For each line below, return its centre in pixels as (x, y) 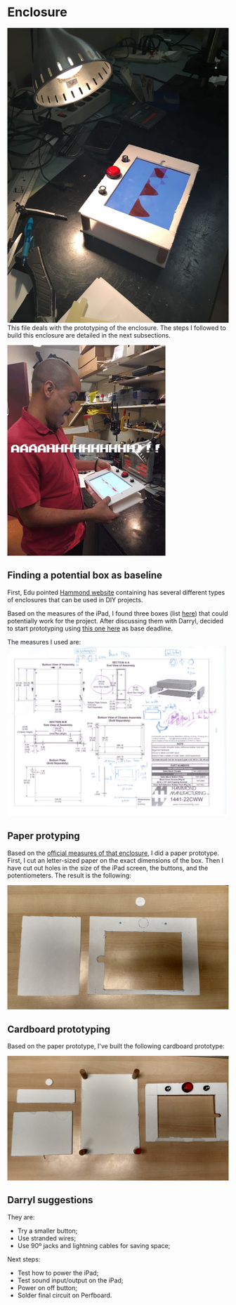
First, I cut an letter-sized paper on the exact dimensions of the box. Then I (115, 860)
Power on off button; (47, 1287)
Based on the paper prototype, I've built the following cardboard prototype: (116, 1046)
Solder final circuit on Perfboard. (65, 1295)
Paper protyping (44, 836)
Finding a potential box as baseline (85, 575)
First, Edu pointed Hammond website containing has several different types (116, 592)
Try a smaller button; (47, 1231)
